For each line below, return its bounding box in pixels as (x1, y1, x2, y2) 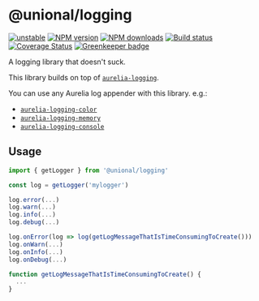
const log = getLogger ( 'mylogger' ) (8, 181, 129, 189)
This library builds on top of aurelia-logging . (8, 72, 160, 82)
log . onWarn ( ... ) (8, 240, 63, 248)
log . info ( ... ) (8, 211, 57, 219)
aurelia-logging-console (19, 123, 105, 131)
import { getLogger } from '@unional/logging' (8, 166, 169, 174)
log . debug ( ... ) (8, 218, 60, 226)
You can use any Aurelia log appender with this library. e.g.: (8, 88, 208, 98)
